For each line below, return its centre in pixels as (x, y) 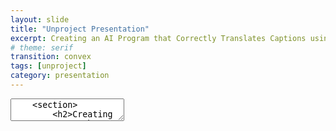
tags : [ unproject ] (48, 66)
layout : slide (40, 19)
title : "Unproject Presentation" (80, 29)
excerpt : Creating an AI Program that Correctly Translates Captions (158, 38)
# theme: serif (42, 47)
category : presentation (60, 76)
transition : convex (51, 57)
